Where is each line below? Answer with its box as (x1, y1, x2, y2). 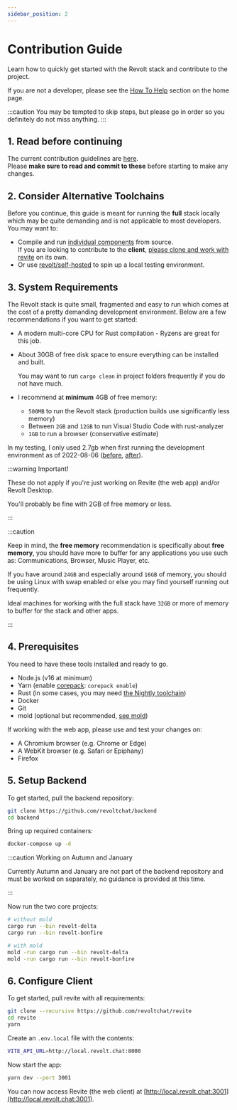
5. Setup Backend (7, 775, 87, 787)
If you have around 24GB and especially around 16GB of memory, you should (7, 570, 227, 578)
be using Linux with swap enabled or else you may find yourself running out (7, 578, 229, 586)
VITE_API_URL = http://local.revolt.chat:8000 (7, 1047, 141, 1054)
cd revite (7, 1015, 37, 1022)
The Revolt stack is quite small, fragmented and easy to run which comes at (7, 300, 229, 308)
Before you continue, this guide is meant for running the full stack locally (7, 209, 221, 218)
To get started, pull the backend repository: (7, 793, 134, 802)
